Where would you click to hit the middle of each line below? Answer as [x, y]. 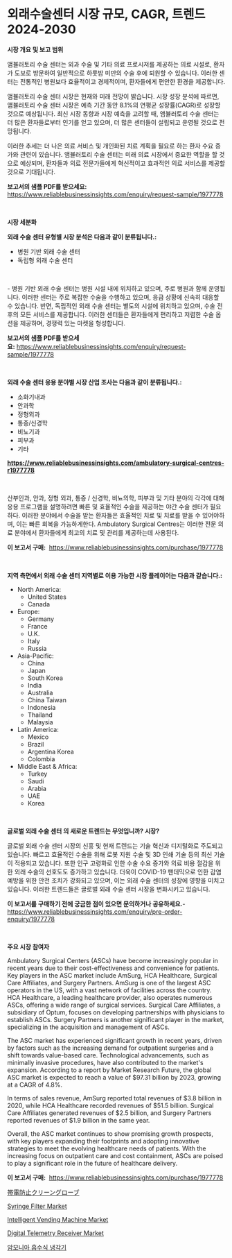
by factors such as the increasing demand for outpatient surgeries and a [110, 1048]
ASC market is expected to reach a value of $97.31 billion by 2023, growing [114, 1077]
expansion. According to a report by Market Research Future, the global [109, 1070]
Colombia [41, 759]
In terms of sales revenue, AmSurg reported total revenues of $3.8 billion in [115, 1098]
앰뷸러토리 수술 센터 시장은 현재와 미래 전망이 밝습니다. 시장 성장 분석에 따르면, [113, 96]
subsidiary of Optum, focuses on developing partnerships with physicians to [116, 1012]
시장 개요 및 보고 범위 [35, 49]
